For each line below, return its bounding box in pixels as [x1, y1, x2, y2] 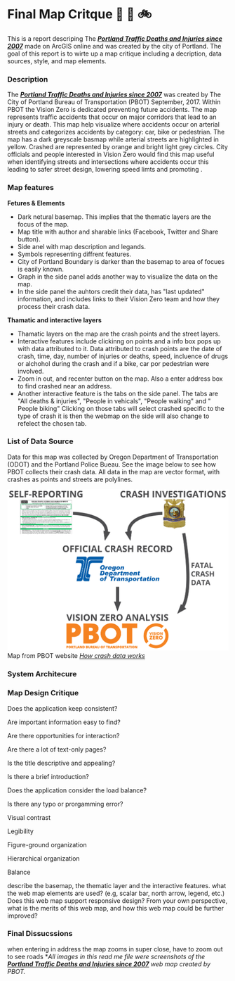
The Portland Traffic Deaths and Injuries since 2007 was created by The [7, 90, 221, 99]
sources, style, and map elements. [7, 56, 107, 65]
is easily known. [17, 265, 65, 273]
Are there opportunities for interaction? [7, 731, 120, 740]
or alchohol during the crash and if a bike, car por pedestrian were [17, 359, 210, 367]
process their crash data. [17, 302, 90, 310]
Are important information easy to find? [7, 718, 121, 726]
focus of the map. [17, 220, 69, 228]
